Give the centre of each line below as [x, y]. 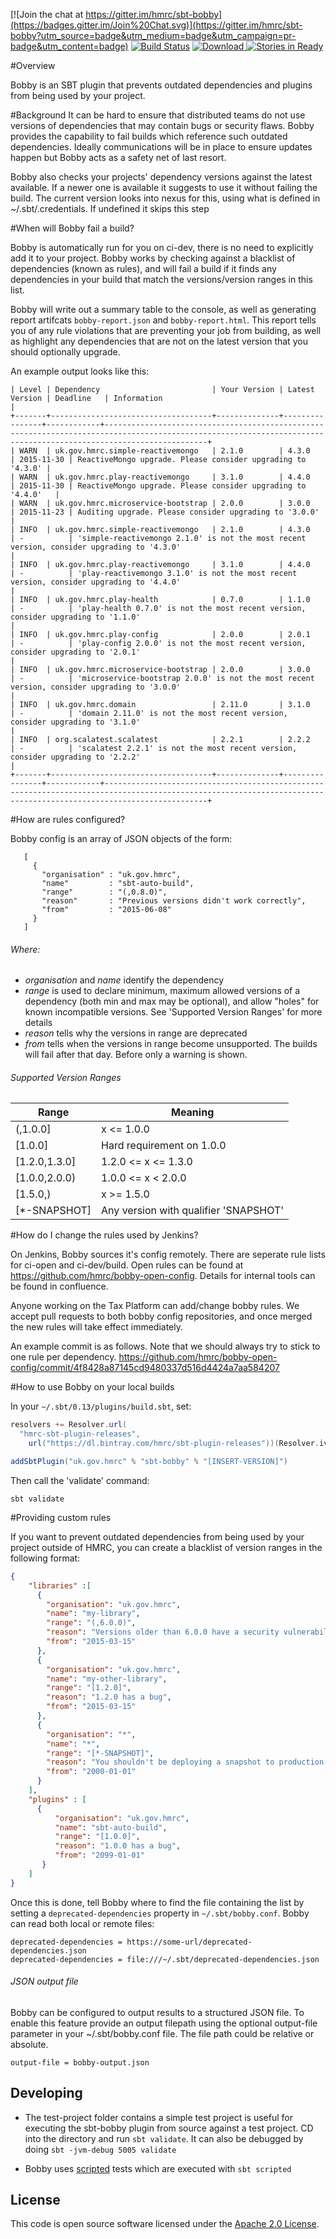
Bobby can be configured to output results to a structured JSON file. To [157, 2012]
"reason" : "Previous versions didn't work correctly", [174, 901]
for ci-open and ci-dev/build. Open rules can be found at [127, 1265]
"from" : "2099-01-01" [99, 1855]
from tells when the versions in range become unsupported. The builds [171, 1044]
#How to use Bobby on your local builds [92, 1387]
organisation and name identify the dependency [124, 980]
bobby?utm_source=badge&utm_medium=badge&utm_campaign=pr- [153, 35]
